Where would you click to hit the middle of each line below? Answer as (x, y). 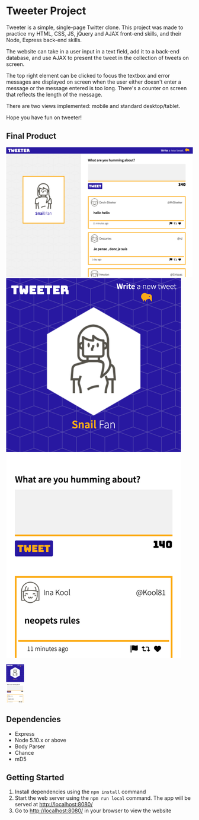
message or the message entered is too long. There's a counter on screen (97, 88)
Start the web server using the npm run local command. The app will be (103, 798)
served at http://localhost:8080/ (54, 805)
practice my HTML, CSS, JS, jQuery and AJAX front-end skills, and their (94, 33)
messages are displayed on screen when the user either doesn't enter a (94, 82)
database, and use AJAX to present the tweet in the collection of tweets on (98, 58)
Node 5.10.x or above (40, 740)
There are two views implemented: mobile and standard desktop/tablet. (93, 106)
